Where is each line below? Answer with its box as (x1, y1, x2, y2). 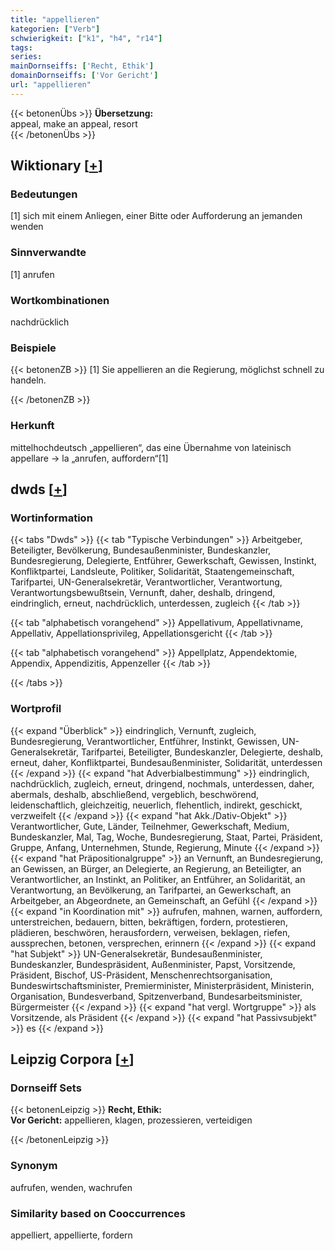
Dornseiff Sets (10, 1081, 82, 1095)
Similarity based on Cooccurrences (10, 1206, 186, 1220)
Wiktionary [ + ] (10, 157, 103, 175)
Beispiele (10, 341, 57, 355)
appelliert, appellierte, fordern (10, 1229, 133, 1241)
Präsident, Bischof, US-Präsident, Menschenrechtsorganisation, (10, 969, 273, 981)
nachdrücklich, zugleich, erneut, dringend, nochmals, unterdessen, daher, (10, 777, 315, 790)
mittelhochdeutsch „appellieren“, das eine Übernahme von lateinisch (10, 441, 292, 453)
